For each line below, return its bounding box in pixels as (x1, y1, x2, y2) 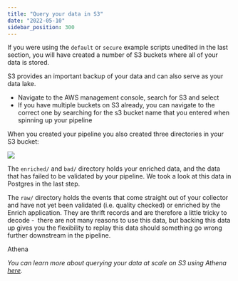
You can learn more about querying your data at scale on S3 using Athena (7, 259, 227, 267)
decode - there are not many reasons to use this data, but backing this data (7, 216, 231, 225)
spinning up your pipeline (17, 116, 93, 124)
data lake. (7, 80, 36, 88)
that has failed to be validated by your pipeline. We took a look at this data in (7, 172, 232, 181)
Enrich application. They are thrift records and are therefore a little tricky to (7, 208, 227, 217)
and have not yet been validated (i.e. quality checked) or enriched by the (7, 201, 221, 210)
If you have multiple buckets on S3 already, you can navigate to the (17, 101, 215, 110)
